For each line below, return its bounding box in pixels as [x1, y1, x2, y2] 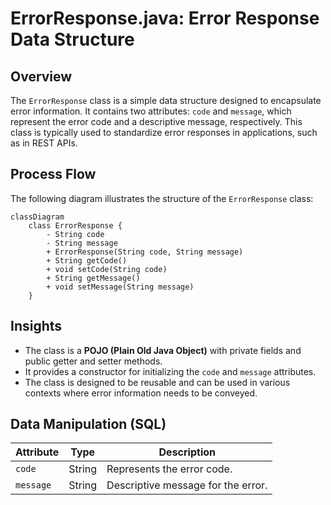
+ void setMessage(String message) [46, 282, 195, 292]
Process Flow [10, 166, 97, 183]
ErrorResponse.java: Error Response [10, 7, 320, 30]
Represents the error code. [106, 462, 233, 476]
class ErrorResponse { [28, 220, 123, 231]
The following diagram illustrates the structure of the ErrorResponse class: [10, 192, 314, 204]
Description [158, 445, 216, 459]
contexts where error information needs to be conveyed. [24, 387, 258, 399]
